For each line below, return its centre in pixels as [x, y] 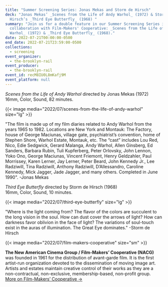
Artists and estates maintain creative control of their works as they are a [79, 268]
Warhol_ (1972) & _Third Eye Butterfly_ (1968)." [62, 33]
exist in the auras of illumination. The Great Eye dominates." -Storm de [77, 227]
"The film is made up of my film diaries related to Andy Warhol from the [79, 124]
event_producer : [22, 66]
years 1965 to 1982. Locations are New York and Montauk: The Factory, [79, 129]
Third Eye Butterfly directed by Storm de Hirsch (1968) [61, 187]
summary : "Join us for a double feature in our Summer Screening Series [82, 24]
